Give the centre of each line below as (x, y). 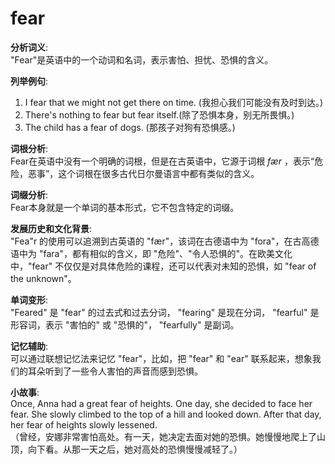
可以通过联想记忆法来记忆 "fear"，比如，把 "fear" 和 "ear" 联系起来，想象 (161, 358)
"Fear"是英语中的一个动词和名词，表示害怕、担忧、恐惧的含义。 (142, 59)
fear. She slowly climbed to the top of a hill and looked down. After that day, (166, 414)
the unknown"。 (43, 278)
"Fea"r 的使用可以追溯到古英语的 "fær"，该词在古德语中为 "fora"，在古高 (160, 241)
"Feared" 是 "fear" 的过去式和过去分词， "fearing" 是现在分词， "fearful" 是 (165, 312)
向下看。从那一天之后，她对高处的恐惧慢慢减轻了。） (135, 449)
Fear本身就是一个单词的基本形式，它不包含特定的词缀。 (125, 207)
